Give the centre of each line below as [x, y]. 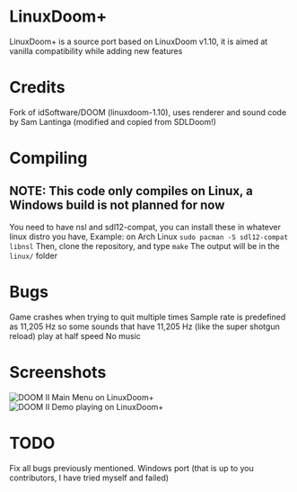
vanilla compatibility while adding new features [96, 50]
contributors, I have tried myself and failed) [89, 478]
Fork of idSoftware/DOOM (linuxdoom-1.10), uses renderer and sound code [148, 112]
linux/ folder [34, 255]
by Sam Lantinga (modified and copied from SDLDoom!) [113, 121]
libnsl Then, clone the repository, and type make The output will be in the [144, 246]
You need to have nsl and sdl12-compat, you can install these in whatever [145, 227]
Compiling [48, 158]
